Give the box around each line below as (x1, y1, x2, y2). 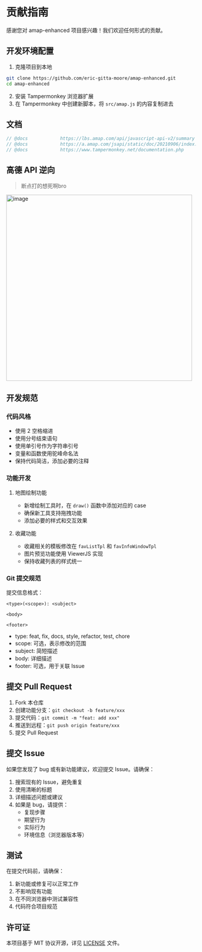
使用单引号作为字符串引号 (14, 443, 79, 450)
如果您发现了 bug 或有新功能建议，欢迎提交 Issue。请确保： (6, 765, 155, 772)
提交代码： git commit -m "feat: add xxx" (14, 714, 120, 721)
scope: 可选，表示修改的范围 (14, 640, 87, 647)
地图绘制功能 (14, 489, 47, 496)
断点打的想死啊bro (20, 182, 67, 189)
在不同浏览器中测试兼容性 (14, 895, 79, 903)
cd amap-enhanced (6, 81, 50, 87)
